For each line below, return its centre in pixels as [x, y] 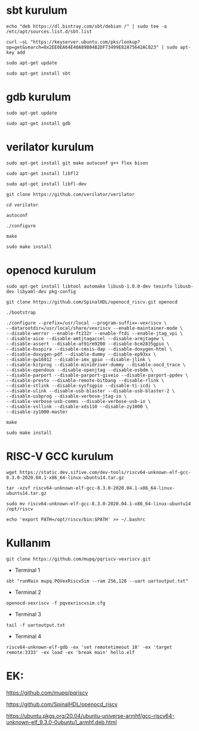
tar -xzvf [19, 488]
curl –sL [17, 42]
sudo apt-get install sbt [38, 73]
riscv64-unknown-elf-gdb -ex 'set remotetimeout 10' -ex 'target [89, 647]
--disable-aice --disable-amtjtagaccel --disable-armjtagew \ [85, 338]
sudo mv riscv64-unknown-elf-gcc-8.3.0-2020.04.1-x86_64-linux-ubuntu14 [99, 504]
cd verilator [22, 205]
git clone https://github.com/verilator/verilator [71, 194]
